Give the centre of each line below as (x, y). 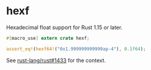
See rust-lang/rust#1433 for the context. (56, 60)
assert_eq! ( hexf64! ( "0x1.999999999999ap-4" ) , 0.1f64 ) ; (76, 49)
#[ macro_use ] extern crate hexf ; (48, 38)
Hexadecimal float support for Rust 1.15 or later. (64, 27)
